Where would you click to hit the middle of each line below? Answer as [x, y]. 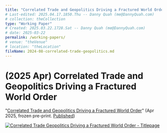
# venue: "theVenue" [27, 42]
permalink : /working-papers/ [35, 38]
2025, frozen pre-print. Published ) [40, 116]
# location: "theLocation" [33, 47]
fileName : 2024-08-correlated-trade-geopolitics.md [60, 51]
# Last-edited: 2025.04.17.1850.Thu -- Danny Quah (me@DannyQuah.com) [80, 14]
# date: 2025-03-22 [25, 33]
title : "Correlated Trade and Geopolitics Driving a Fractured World [79, 10]
